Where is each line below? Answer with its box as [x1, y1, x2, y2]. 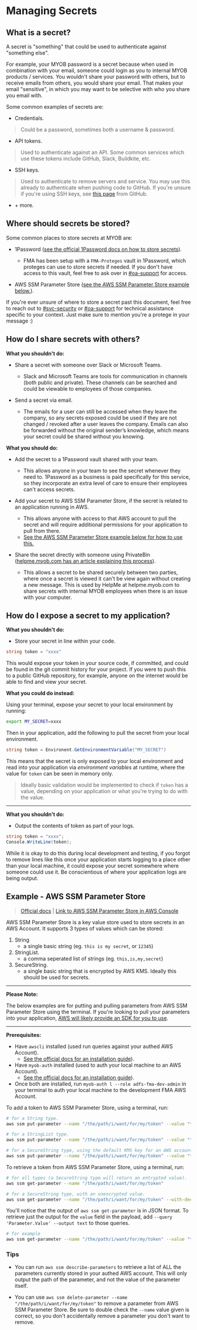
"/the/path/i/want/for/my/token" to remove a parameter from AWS [14, 1300, 179, 1307]
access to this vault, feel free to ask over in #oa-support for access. [23, 269, 188, 277]
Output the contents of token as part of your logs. [14, 822, 135, 829]
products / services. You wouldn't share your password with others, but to [6, 73, 185, 80]
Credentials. [14, 115, 44, 122]
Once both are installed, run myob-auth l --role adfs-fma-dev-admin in [14, 1080, 186, 1087]
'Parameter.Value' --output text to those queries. [6, 1220, 130, 1227]
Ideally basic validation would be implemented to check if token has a [20, 781, 189, 788]
